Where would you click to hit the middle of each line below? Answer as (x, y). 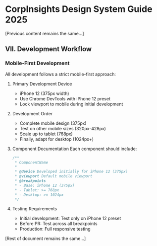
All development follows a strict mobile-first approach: (61, 74)
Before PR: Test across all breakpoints (58, 224)
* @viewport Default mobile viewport (53, 176)
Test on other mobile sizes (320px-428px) (63, 128)
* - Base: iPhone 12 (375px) (45, 185)
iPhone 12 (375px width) (44, 93)
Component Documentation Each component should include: (75, 149)
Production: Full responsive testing (55, 229)
